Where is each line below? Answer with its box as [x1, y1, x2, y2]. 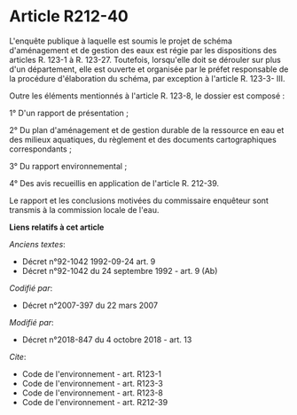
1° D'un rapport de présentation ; [9, 107, 129, 118]
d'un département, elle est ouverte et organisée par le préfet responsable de [9, 64, 289, 74]
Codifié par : [9, 282, 53, 294]
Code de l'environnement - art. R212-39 [21, 396, 168, 407]
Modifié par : [9, 317, 55, 327]
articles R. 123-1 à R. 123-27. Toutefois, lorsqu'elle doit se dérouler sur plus [9, 54, 281, 65]
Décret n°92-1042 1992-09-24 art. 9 [21, 255, 156, 267]
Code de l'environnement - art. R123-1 [21, 368, 162, 379]
